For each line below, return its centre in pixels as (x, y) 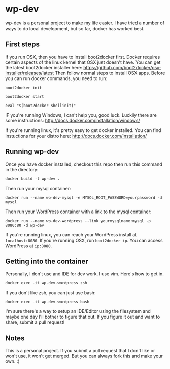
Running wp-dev (32, 152)
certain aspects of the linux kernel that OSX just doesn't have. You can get (83, 62)
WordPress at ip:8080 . (29, 246)
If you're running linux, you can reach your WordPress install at (71, 234)
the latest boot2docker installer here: (44, 67)
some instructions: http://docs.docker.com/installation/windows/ (73, 120)
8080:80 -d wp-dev (25, 225)
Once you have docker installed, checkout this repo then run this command (84, 164)
